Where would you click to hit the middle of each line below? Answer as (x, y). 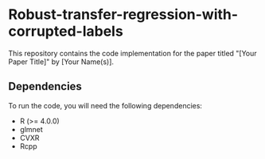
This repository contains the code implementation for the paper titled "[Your (132, 53)
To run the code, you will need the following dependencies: (105, 105)
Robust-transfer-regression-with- (123, 15)
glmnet (31, 129)
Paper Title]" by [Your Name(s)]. (61, 62)
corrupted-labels (66, 31)
